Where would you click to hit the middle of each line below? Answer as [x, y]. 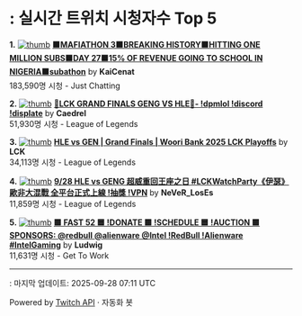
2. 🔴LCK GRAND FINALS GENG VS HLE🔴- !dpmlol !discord [136, 104]
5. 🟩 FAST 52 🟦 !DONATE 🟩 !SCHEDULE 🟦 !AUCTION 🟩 [135, 222]
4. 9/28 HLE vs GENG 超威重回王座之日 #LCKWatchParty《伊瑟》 [149, 181]
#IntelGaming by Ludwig [56, 245]
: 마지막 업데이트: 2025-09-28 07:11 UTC [82, 283]
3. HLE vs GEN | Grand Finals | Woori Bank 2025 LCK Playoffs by [149, 141]
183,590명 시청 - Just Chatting [65, 86]
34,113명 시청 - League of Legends [73, 162]
